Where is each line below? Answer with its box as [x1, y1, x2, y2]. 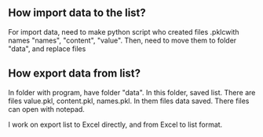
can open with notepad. [8, 104, 85, 113]
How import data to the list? [8, 6, 147, 20]
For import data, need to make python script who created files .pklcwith [8, 27, 239, 36]
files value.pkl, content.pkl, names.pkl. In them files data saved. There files [8, 96, 250, 106]
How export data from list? [8, 67, 141, 80]
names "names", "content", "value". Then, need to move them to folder [8, 35, 237, 45]
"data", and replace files [8, 43, 86, 54]
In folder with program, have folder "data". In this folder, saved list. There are [8, 87, 256, 97]
